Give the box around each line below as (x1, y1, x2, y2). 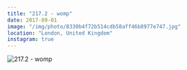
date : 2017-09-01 (7, 17, 57, 24)
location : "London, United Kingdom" (7, 29, 113, 37)
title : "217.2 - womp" (7, 10, 73, 17)
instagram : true (7, 36, 54, 43)
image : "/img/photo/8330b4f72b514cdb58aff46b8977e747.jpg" (7, 23, 181, 30)
